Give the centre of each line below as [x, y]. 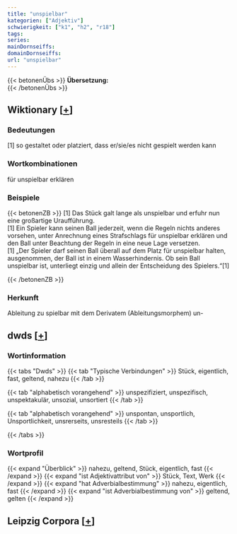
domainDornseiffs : [34, 54]
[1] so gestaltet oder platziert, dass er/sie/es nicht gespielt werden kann [112, 145]
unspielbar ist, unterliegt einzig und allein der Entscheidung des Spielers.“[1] [118, 266]
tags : [15, 34]
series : [19, 40]
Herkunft [23, 297]
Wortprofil [25, 453]
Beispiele [24, 198]
